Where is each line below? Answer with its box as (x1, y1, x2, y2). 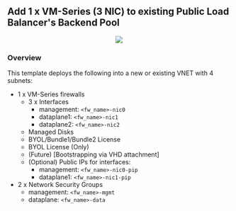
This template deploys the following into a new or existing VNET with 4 (7, 69, 214, 77)
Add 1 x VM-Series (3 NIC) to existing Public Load (7, 6, 230, 18)
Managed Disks (28, 127, 74, 137)
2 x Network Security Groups (17, 181, 103, 189)
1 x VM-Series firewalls (17, 90, 85, 98)
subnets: (7, 76, 33, 85)
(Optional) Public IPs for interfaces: (28, 158, 131, 166)
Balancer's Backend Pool (7, 17, 120, 29)
